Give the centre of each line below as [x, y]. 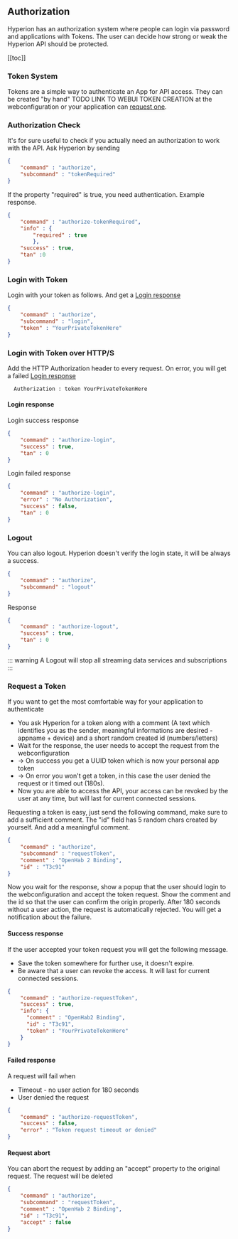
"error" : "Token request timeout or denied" [89, 1130]
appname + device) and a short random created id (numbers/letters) [118, 738]
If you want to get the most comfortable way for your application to [106, 702]
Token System [33, 76]
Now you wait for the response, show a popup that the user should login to [117, 887]
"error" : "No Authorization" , [66, 500]
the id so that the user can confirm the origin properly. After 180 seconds [114, 902]
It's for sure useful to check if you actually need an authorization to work [114, 141]
